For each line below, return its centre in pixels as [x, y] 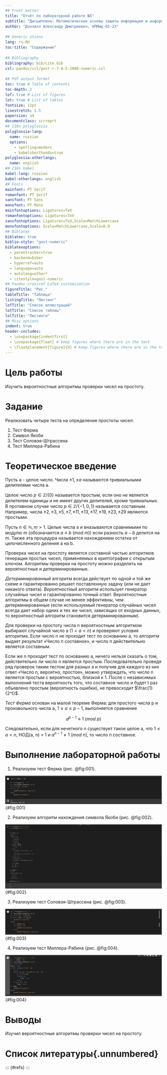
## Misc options [22, 321]
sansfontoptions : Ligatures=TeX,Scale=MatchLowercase [62, 221]
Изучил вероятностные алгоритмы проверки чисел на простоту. [74, 1034]
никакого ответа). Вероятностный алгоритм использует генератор [76, 589]
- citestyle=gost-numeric [37, 279]
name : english [24, 163]
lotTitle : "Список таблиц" [33, 310]
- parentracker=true [31, 253]
